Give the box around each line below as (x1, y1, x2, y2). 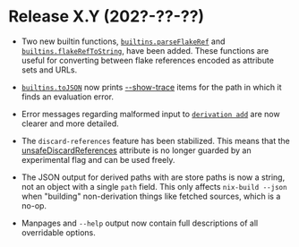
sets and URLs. (21, 64, 78, 75)
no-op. (21, 200, 47, 211)
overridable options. (21, 226, 96, 238)
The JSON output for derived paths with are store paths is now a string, (21, 172, 286, 183)
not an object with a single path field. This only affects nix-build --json (21, 181, 287, 192)
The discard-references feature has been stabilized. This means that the (21, 135, 290, 146)
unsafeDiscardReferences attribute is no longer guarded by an (21, 145, 252, 156)
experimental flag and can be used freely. (21, 154, 175, 165)
